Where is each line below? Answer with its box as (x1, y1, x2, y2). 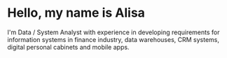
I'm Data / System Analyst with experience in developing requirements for (7, 28, 220, 36)
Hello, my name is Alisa (7, 5, 146, 21)
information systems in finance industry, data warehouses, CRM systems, (7, 35, 219, 43)
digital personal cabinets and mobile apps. (7, 43, 130, 51)
